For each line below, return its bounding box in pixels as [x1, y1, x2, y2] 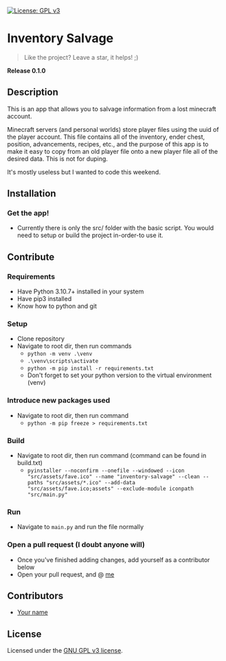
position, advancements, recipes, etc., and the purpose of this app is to [7, 139, 209, 148]
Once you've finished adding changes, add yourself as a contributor [16, 555, 210, 563]
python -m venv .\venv [27, 350, 93, 357]
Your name [16, 608, 48, 616]
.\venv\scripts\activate [27, 358, 99, 365]
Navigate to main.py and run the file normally [16, 523, 144, 531]
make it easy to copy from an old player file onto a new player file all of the [7, 147, 218, 155]
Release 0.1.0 [7, 66, 46, 75]
